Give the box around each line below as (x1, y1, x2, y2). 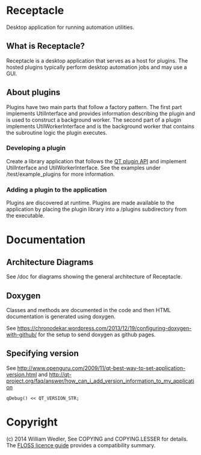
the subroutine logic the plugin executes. (6, 129, 107, 136)
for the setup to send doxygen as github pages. (38, 331, 156, 338)
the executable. (6, 212, 45, 219)
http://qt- (49, 371, 72, 378)
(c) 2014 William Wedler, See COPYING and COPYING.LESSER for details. (6, 435, 188, 442)
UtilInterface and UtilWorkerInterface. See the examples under (6, 164, 161, 171)
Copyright (6, 415, 58, 428)
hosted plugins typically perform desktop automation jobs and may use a (6, 63, 187, 71)
